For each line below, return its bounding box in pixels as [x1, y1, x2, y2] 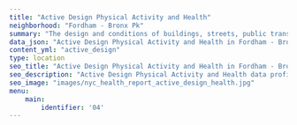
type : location [9, 54, 65, 62]
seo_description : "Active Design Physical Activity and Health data [9, 70, 267, 79]
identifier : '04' [41, 103, 104, 112]
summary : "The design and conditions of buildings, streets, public [9, 29, 267, 38]
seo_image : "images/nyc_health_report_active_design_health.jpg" [9, 78, 255, 87]
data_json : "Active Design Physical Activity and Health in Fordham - [9, 37, 275, 47]
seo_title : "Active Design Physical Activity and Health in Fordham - [9, 62, 275, 71]
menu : [9, 86, 29, 95]
